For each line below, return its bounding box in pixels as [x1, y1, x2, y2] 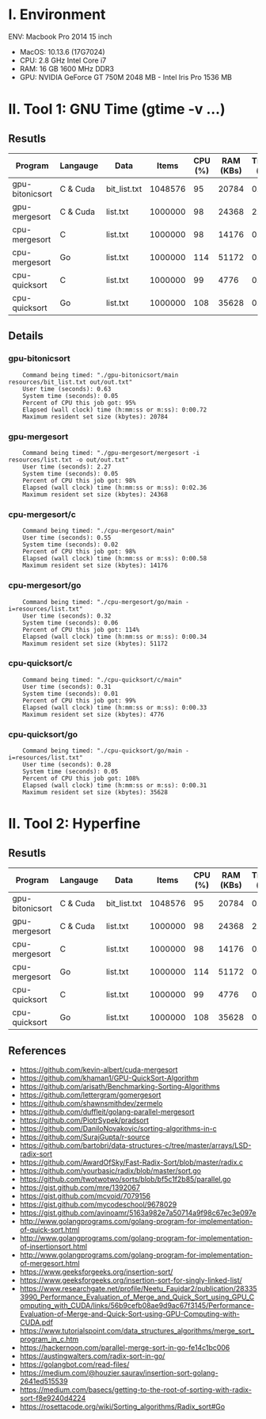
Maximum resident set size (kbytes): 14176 [22, 561, 169, 570]
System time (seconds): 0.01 [22, 690, 119, 698]
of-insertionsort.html [19, 1241, 88, 1251]
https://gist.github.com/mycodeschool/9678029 [19, 1199, 177, 1209]
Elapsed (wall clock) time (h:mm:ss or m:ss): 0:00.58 [22, 555, 207, 563]
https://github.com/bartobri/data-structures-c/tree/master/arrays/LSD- [19, 1140, 252, 1150]
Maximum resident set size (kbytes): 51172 [22, 640, 169, 648]
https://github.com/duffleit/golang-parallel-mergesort [19, 1107, 196, 1116]
